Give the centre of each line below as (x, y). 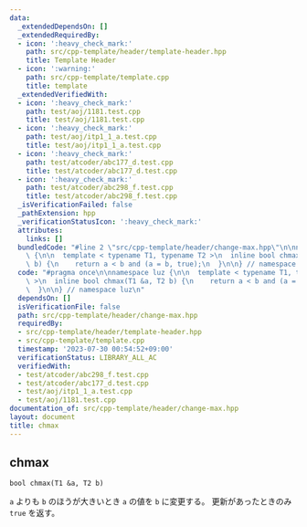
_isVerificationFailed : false (75, 205)
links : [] (45, 238)
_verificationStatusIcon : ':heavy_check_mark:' (110, 221)
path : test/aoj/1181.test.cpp (84, 111)
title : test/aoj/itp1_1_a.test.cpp (94, 145)
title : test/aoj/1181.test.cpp (85, 120)
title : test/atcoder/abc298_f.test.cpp (102, 196)
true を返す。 (35, 513)
